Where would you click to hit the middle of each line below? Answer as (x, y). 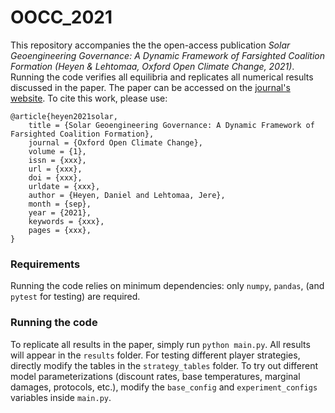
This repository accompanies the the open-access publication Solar (150, 45)
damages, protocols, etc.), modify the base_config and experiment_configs (164, 387)
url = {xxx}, (55, 169)
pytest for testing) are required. (75, 297)
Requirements (45, 264)
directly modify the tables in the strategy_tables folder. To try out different (164, 365)
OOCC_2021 (61, 17)
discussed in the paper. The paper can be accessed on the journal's (150, 87)
